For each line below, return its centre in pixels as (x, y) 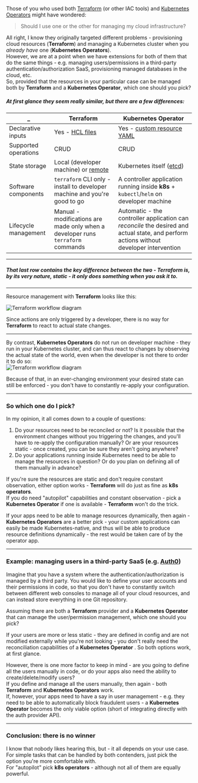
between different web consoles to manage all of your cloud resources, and (98, 593)
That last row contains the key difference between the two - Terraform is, (98, 270)
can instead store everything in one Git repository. (67, 599)
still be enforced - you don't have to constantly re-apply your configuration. (98, 385)
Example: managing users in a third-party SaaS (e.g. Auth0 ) (94, 561)
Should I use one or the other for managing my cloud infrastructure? (103, 26)
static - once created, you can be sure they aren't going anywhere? (96, 449)
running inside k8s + (147, 186)
